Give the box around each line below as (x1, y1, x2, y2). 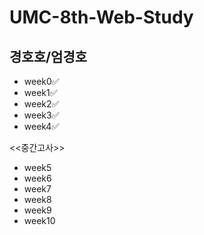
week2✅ (23, 98, 60, 110)
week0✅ (23, 76, 60, 87)
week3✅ (23, 109, 60, 121)
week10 (23, 215, 56, 226)
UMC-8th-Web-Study (9, 6, 194, 29)
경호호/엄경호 (9, 48, 88, 65)
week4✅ (23, 121, 60, 132)
